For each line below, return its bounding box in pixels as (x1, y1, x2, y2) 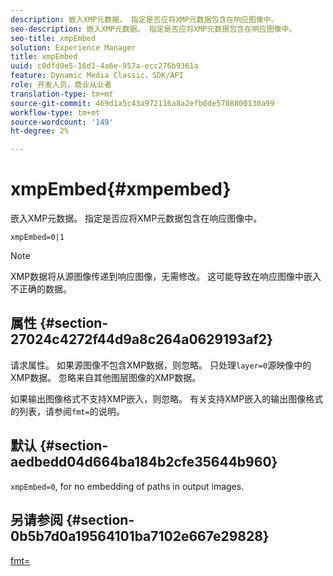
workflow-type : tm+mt (10, 107, 101, 118)
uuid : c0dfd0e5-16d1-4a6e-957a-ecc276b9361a (10, 61, 199, 71)
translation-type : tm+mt (10, 89, 114, 99)
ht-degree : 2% (10, 126, 70, 136)
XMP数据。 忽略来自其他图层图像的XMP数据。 (10, 371, 202, 383)
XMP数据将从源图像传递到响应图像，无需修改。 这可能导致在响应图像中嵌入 (10, 271, 322, 283)
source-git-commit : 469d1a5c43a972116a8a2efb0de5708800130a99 (10, 98, 275, 108)
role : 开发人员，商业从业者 (10, 80, 112, 90)
